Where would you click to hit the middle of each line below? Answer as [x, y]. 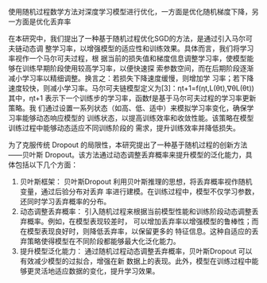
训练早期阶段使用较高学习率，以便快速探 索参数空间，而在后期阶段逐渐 [138, 68]
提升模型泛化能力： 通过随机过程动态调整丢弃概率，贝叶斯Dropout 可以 [136, 251]
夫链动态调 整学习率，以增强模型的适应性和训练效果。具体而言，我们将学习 [131, 48]
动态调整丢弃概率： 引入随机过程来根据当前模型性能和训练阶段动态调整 [135, 211]
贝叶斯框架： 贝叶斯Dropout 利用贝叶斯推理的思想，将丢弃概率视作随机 [136, 182]
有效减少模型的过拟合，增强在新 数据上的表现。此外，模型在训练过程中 [135, 261]
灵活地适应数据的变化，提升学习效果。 [97, 271]
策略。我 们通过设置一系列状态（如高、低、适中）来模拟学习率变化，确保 [128, 108]
